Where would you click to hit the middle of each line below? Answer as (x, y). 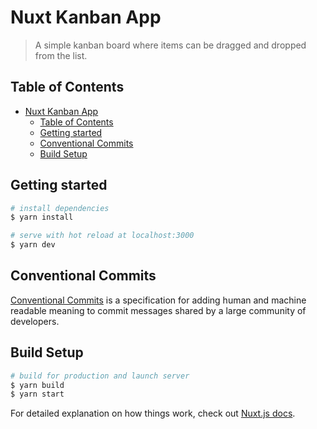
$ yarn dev (33, 245)
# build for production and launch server (100, 376)
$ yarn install (42, 217)
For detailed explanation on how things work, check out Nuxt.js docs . (153, 413)
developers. (35, 321)
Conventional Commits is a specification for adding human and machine (158, 300)
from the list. (61, 55)
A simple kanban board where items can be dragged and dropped (170, 45)
